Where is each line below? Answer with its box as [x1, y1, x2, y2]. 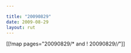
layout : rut [6, 24, 35, 30]
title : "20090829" [6, 13, 51, 19]
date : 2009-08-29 [6, 19, 49, 25]
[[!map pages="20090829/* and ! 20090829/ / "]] [6, 40, 125, 47]
